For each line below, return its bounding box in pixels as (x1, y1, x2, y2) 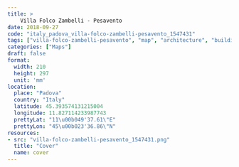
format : (7, 57, 31, 64)
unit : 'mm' (14, 76, 46, 84)
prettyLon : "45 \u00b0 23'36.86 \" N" (14, 122, 116, 130)
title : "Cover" (14, 143, 59, 150)
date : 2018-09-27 (7, 23, 59, 31)
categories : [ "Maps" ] (7, 43, 72, 50)
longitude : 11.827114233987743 (14, 109, 107, 117)
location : (7, 83, 37, 90)
